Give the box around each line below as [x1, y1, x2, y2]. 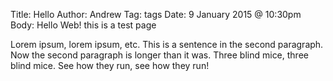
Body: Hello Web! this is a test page [10, 19, 157, 31]
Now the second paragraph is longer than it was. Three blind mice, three [10, 49, 309, 61]
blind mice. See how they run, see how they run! [10, 60, 210, 71]
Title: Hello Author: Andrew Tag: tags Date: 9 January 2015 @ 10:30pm [10, 9, 302, 20]
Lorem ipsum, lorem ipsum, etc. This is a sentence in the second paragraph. [10, 39, 324, 50]
